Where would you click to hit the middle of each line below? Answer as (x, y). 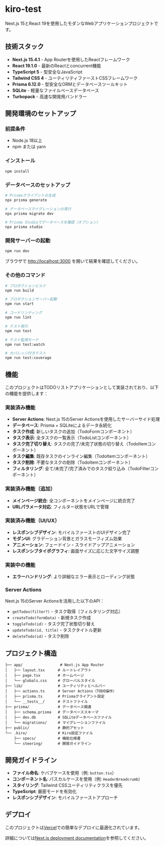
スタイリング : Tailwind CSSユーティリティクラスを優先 (67, 785)
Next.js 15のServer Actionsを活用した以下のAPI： (55, 601)
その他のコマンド (25, 275)
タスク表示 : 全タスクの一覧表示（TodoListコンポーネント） (72, 438)
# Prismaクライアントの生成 (30, 195)
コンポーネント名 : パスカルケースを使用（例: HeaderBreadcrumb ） (77, 779)
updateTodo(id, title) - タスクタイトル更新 (57, 630)
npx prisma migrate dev (29, 213)
